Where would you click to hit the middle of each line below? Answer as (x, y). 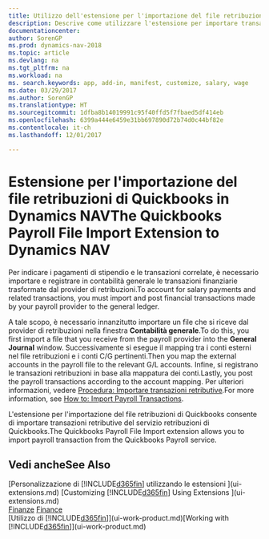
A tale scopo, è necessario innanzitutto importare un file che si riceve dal (128, 322)
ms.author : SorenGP (41, 98)
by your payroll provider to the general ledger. (84, 306)
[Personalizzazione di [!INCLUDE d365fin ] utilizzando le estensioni (117, 484)
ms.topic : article (39, 53)
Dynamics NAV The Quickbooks (115, 215)
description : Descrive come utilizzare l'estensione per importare (123, 23)
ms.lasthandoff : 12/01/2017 (55, 135)
